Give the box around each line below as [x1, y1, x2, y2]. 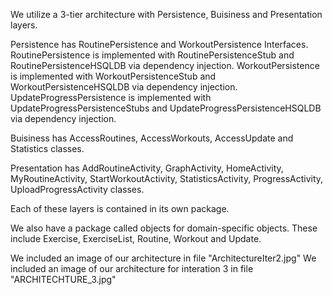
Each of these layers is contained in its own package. [10, 203, 230, 214]
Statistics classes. [10, 143, 85, 154]
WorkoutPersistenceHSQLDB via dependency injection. [10, 81, 238, 93]
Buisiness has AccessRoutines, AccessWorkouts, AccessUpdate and [10, 132, 294, 144]
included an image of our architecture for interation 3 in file [10, 263, 254, 274]
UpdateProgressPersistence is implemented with [10, 92, 212, 103]
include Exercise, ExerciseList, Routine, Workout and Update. [10, 233, 262, 244]
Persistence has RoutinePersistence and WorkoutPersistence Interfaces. [10, 39, 309, 50]
